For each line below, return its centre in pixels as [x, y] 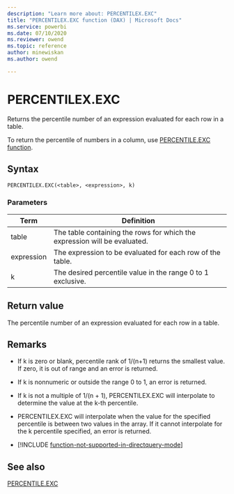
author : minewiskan [36, 53]
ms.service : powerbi [37, 26]
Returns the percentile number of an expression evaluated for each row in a [116, 118]
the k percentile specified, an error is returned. [84, 431]
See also [26, 466]
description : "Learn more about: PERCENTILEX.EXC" [82, 14]
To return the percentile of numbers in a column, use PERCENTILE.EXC [109, 139]
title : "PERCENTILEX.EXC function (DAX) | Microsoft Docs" [95, 20]
